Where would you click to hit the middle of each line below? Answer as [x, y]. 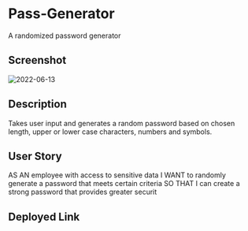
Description [37, 104]
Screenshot [37, 60]
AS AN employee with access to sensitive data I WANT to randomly [117, 175]
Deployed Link [44, 216]
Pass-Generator [62, 14]
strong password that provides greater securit [83, 192]
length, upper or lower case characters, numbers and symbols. [110, 132]
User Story [35, 156]
